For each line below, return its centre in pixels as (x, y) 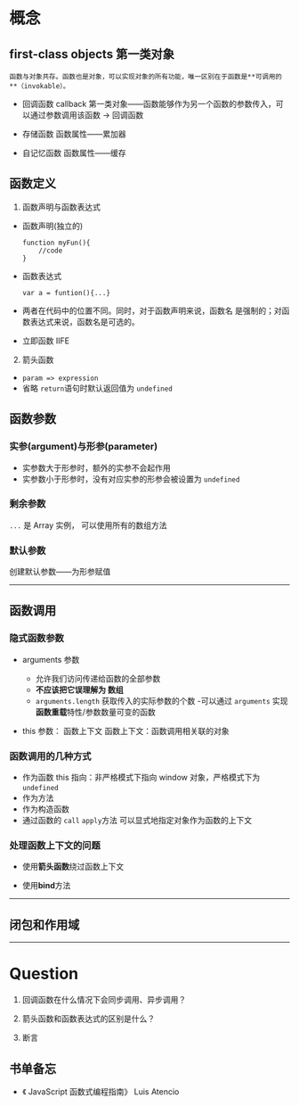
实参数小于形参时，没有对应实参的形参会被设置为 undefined (131, 479)
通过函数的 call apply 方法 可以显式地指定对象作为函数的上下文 (137, 821)
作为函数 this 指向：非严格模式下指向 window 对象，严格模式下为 (141, 778)
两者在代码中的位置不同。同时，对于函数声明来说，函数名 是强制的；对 (152, 310)
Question (44, 974)
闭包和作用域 (44, 924)
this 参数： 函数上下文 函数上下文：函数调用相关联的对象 (125, 730)
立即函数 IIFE (45, 341)
